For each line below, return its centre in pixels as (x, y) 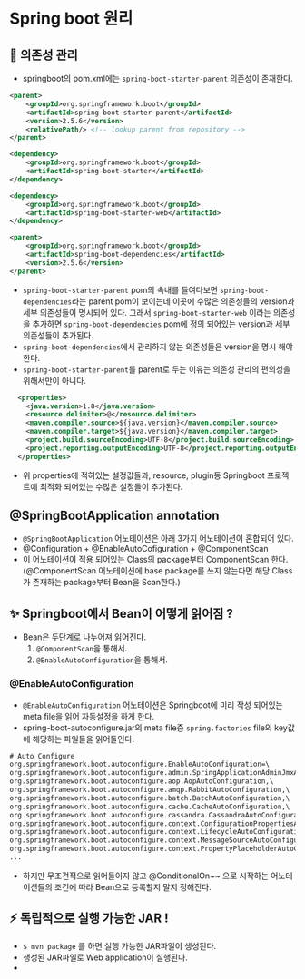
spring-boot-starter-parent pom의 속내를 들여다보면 (120, 289)
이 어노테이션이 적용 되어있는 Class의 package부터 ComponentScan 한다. (155, 560)
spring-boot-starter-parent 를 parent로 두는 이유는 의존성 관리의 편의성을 (157, 369)
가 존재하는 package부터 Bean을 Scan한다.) (102, 583)
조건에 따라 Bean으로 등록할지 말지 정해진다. (133, 886)
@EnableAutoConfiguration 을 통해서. (102, 660)
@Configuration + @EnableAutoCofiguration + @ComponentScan (145, 549)
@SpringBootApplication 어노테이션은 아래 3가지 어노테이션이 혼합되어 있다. (158, 538)
